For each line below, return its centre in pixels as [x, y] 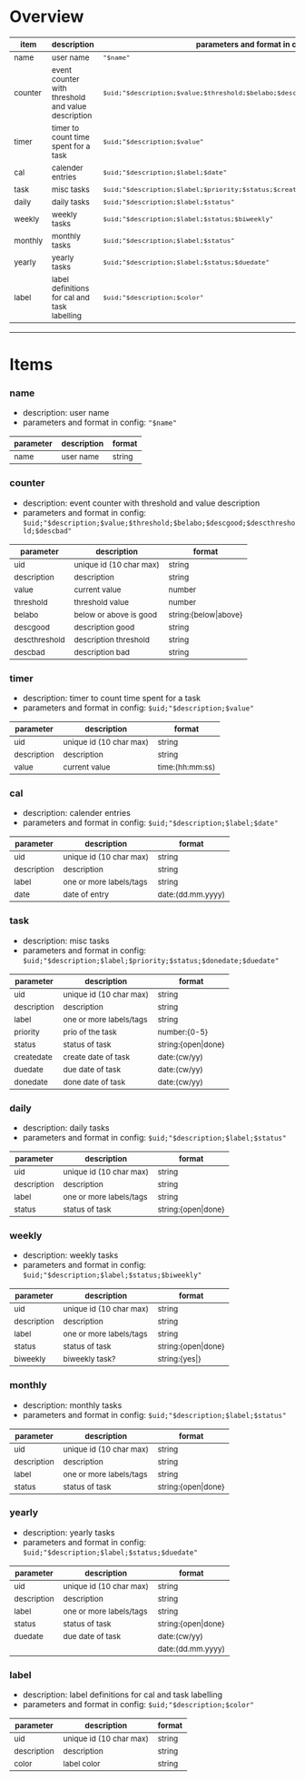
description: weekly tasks [70, 1255]
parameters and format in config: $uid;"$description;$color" [138, 1705]
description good [104, 627]
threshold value [102, 602]
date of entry [86, 895]
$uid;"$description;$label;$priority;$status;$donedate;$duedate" [151, 961]
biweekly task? [89, 1359]
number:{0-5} [183, 1031]
